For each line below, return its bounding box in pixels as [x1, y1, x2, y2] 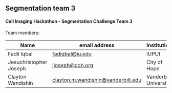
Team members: [5, 29, 40, 36]
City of [146, 58, 163, 66]
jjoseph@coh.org [52, 61, 94, 69]
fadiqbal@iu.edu [52, 50, 92, 57]
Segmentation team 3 [5, 4, 76, 13]
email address [79, 42, 115, 49]
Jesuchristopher [8, 58, 48, 66]
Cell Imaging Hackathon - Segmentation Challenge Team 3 [5, 18, 133, 24]
